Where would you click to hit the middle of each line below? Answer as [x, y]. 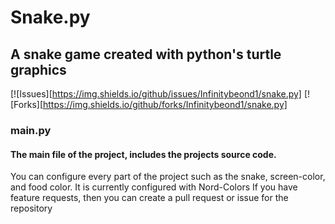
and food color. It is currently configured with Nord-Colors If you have [154, 187]
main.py [31, 130]
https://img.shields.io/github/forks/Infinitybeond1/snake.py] [165, 104]
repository [31, 208]
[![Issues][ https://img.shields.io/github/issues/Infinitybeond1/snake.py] [156, 94]
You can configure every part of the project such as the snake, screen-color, [168, 177]
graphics [38, 69]
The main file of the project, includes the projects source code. [143, 154]
